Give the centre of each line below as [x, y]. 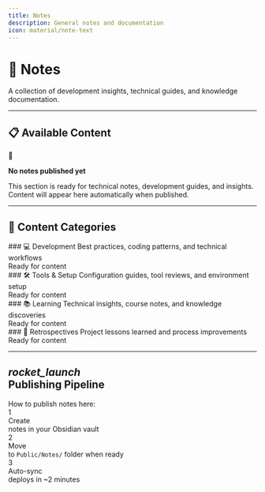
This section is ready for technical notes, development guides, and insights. [131, 186]
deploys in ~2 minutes [44, 479]
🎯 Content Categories [62, 227]
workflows [25, 257]
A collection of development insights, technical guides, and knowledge [123, 91]
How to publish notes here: [52, 404]
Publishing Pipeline [56, 385]
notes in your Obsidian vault [54, 429]
